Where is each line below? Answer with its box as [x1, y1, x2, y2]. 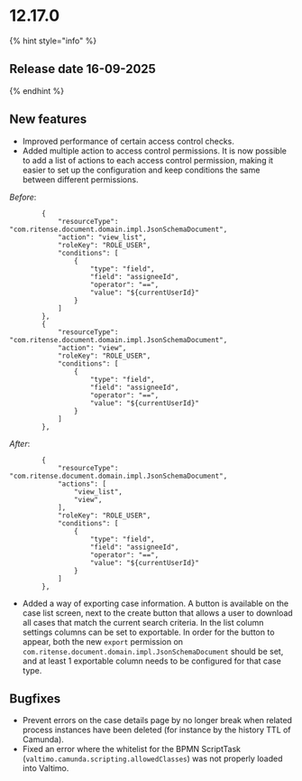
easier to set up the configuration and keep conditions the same [22, 164, 261, 175]
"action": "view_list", [57, 232, 147, 242]
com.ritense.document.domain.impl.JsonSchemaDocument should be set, [22, 646, 284, 656]
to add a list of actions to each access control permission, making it [22, 154, 273, 165]
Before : [9, 191, 37, 202]
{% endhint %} [9, 85, 65, 96]
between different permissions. [22, 173, 139, 185]
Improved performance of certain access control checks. [22, 135, 234, 146]
